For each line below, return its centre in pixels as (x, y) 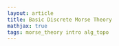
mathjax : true (28, 26)
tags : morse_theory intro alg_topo (58, 32)
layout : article (30, 13)
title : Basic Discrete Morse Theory (60, 20)
